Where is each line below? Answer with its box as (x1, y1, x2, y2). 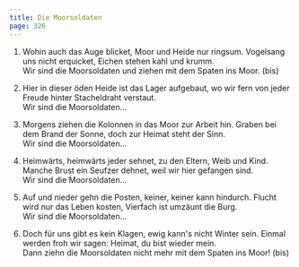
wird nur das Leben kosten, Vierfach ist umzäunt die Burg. (22, 201, 238, 211)
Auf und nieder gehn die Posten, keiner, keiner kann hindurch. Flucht (22, 192, 277, 202)
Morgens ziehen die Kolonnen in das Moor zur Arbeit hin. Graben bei (22, 118, 277, 130)
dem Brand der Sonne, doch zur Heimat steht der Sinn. (22, 128, 226, 139)
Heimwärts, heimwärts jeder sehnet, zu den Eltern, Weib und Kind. (22, 155, 268, 166)
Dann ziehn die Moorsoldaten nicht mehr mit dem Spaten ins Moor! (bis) (22, 247, 290, 258)
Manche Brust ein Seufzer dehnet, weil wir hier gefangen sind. (22, 165, 254, 176)
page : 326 (9, 22, 47, 30)
